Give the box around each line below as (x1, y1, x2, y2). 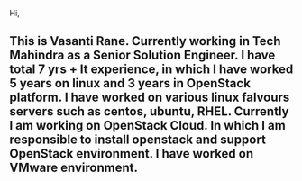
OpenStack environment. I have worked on (9, 146, 254, 161)
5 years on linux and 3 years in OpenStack (9, 76, 251, 91)
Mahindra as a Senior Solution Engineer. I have (9, 48, 276, 63)
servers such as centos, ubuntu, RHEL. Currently (9, 104, 289, 120)
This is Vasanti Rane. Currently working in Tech (9, 33, 281, 49)
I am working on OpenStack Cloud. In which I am (9, 118, 286, 133)
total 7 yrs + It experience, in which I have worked (9, 62, 294, 77)
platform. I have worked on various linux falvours (9, 90, 290, 105)
